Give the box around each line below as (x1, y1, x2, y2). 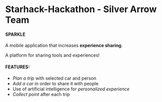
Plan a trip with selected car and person (12, 75, 97, 81)
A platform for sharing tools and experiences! (5, 52, 100, 59)
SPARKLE (5, 31, 26, 37)
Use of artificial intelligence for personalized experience (12, 86, 130, 92)
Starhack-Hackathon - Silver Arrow (5, 4, 157, 15)
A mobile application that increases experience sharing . (5, 42, 123, 48)
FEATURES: (5, 64, 30, 70)
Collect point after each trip (12, 91, 70, 97)
